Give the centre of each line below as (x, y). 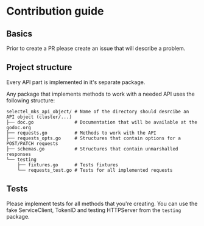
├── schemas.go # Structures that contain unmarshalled (92, 149)
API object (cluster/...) (39, 117)
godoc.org (19, 127)
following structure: (31, 100)
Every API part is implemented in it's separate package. (76, 82)
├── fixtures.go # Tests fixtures (68, 165)
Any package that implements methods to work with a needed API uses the (100, 94)
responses (19, 154)
